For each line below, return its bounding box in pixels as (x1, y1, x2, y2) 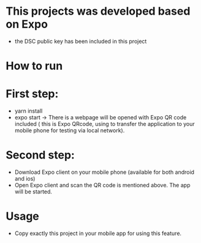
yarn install (14, 107, 43, 114)
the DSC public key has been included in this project (14, 37, 147, 45)
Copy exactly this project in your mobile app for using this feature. (14, 230, 182, 237)
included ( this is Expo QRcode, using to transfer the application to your (14, 121, 195, 128)
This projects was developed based (6, 4, 191, 18)
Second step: (6, 148, 75, 162)
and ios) (14, 175, 36, 182)
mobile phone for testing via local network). (14, 127, 125, 134)
